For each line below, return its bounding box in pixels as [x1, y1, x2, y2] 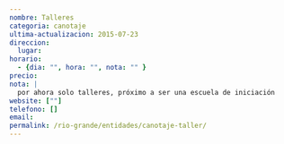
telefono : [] [9, 105, 58, 114]
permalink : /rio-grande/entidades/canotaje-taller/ [9, 122, 207, 131]
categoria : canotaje [9, 21, 87, 30]
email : [9, 113, 34, 122]
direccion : [9, 38, 50, 47]
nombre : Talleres [9, 13, 75, 22]
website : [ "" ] [9, 96, 63, 106]
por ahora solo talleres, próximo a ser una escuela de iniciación [17, 88, 276, 97]
